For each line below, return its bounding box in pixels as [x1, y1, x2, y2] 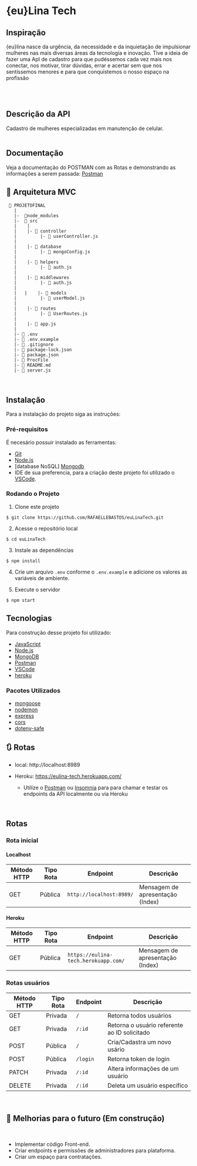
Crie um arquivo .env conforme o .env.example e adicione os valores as [14, 568, 188, 575]
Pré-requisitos [6, 425, 48, 433]
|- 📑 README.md [13, 362, 51, 369]
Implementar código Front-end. [14, 1141, 90, 1148]
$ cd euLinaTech [6, 536, 46, 542]
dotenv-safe [14, 724, 45, 731]
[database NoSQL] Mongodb [14, 462, 84, 469]
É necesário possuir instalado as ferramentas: [6, 439, 117, 446]
